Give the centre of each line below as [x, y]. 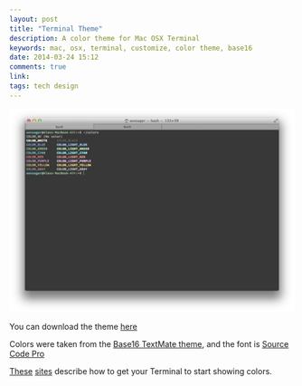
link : [19, 77]
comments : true [38, 67]
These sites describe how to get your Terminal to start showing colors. [141, 372]
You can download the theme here [73, 327]
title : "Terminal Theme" [56, 29]
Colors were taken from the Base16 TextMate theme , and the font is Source [149, 344]
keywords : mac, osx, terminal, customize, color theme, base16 [131, 48]
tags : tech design [44, 86]
